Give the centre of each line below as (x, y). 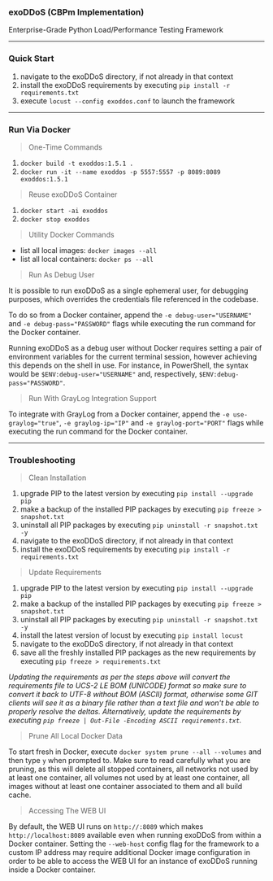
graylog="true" (34, 423)
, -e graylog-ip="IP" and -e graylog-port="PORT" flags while (162, 422)
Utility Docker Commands (71, 234)
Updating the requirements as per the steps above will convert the (119, 677)
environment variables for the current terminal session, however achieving (133, 356)
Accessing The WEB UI (67, 811)
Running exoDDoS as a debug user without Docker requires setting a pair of (135, 347)
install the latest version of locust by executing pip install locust (132, 635)
